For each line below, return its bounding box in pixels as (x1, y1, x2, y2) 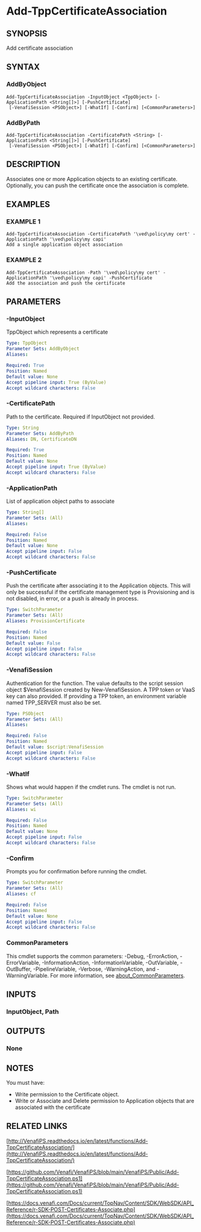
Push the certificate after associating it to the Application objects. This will (6, 582, 191, 589)
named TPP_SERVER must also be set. (6, 698, 101, 706)
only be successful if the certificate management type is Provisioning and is (6, 589, 195, 596)
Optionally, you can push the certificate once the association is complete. (6, 182, 189, 189)
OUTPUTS (6, 1026, 45, 1036)
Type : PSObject (6, 710, 45, 717)
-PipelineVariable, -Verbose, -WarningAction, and (33, 965, 156, 973)
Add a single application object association (6, 242, 123, 248)
